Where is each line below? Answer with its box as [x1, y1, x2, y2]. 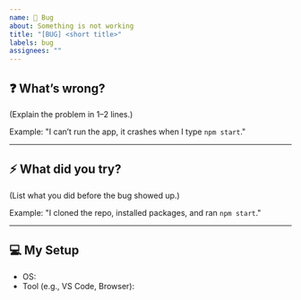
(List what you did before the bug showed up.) [9, 190, 181, 201]
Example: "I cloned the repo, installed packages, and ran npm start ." [9, 207, 262, 218]
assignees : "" [9, 47, 63, 56]
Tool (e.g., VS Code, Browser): [21, 280, 135, 291]
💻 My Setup [9, 243, 80, 258]
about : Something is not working [9, 21, 134, 30]
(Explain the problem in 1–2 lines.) [9, 108, 133, 119]
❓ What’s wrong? [9, 81, 106, 96]
